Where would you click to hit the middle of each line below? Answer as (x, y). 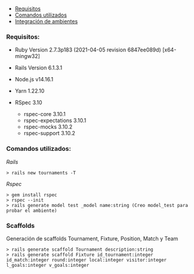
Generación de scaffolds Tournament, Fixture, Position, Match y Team (92, 238)
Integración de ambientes (46, 21)
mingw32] (27, 56)
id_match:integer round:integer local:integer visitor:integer (87, 260)
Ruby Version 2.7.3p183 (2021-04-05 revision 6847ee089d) (88, 50)
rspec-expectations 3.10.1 (55, 121)
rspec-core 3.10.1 (44, 114)
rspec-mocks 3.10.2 (48, 127)
